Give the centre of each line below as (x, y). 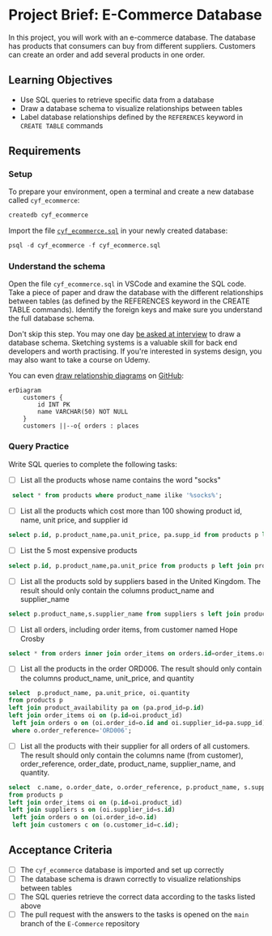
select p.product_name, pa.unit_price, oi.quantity (99, 693)
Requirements (45, 151)
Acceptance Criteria (60, 850)
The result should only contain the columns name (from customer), (132, 755)
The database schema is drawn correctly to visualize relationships (130, 878)
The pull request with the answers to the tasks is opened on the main (134, 915)
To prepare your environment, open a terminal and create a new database (131, 191)
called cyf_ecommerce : (44, 200)
